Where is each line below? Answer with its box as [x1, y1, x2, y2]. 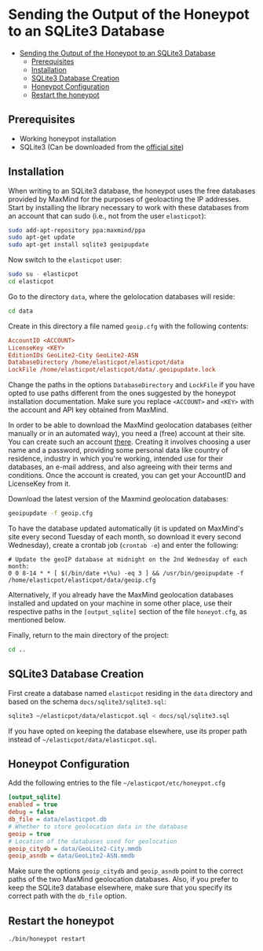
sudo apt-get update [8, 234, 76, 242]
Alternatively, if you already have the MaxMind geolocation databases [8, 590, 234, 600]
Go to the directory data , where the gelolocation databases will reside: [8, 291, 236, 301]
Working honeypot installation [19, 134, 116, 143]
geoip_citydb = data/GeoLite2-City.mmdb [8, 845, 143, 853]
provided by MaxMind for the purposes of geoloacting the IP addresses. [8, 194, 242, 204]
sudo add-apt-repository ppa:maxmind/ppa [8, 226, 146, 234]
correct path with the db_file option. [8, 891, 127, 901]
